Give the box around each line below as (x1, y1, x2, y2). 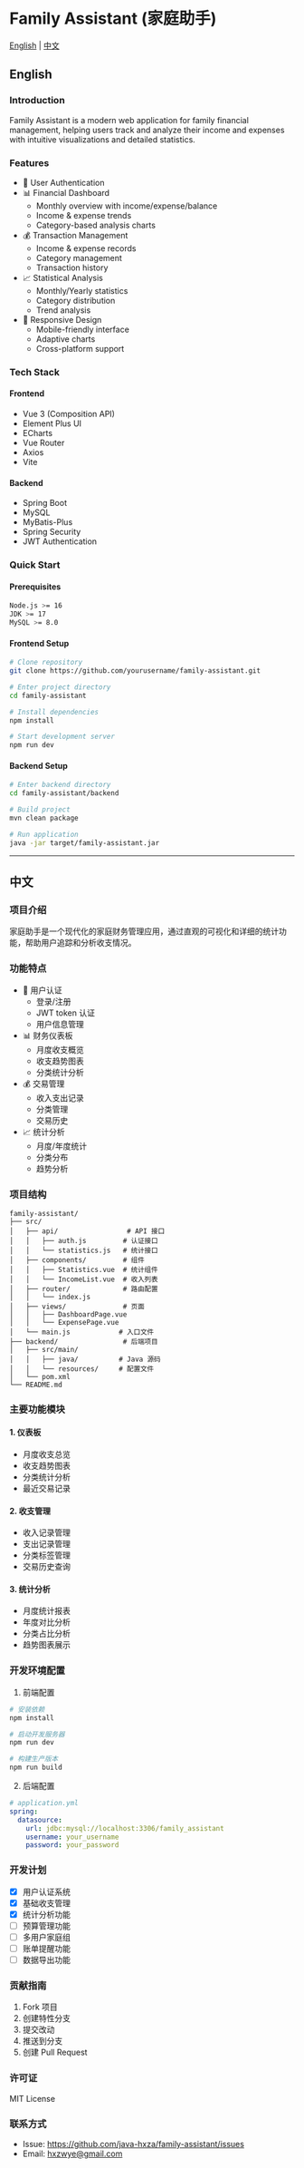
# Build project (9, 805, 71, 814)
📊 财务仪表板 (22, 1030, 73, 1041)
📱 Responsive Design (22, 314, 102, 325)
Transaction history (35, 262, 109, 273)
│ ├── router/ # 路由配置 (9, 1284, 158, 1293)
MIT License (9, 2093, 56, 2104)
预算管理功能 (22, 1920, 71, 1931)
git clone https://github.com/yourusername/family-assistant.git (9, 666, 261, 676)
